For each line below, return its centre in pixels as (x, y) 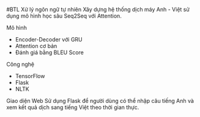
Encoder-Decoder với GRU (49, 39)
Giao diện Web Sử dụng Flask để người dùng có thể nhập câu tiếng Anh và (100, 101)
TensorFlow (30, 76)
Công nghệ (20, 64)
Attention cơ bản (36, 46)
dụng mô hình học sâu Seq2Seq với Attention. (64, 16)
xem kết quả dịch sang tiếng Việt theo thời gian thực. (73, 107)
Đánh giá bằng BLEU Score (49, 52)
